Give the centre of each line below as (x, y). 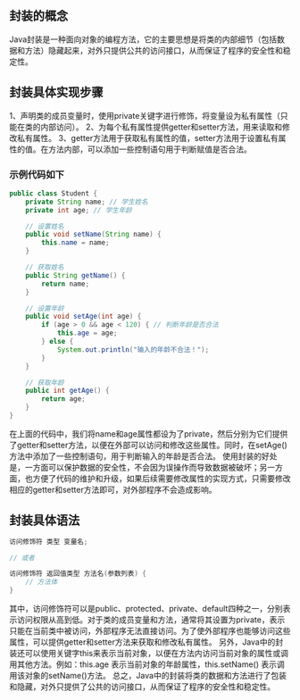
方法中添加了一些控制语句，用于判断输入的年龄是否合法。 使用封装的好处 (143, 456)
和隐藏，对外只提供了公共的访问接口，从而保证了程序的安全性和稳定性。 (142, 687)
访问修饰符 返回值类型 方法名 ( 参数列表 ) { (78, 574)
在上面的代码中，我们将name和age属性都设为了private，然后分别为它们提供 (149, 433)
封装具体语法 (45, 521)
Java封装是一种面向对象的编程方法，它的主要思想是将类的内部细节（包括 (143, 39)
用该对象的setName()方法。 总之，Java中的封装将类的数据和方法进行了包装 (148, 676)
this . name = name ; (75, 243)
